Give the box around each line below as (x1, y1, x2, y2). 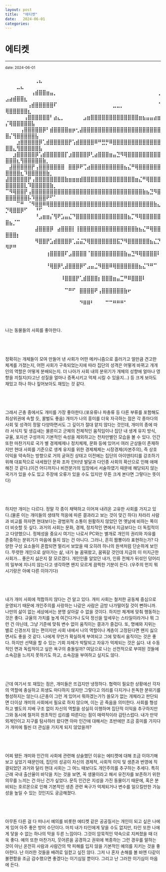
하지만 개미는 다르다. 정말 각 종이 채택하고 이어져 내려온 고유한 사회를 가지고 (5, 506, 152, 512)
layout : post (5, 7, 32, 12)
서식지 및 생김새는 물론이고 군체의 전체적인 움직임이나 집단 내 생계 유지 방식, (10, 428, 157, 434)
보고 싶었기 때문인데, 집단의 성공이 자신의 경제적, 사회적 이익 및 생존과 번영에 (5, 759, 153, 764)
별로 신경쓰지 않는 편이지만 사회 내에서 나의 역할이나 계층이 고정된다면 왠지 (5, 627, 149, 633)
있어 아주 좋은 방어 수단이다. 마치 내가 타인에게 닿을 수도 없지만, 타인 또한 (10, 824, 151, 830)
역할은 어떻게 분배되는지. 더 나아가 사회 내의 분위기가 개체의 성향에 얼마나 (14, 368, 156, 374)
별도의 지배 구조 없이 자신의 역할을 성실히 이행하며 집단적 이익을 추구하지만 (14, 706, 158, 711)
